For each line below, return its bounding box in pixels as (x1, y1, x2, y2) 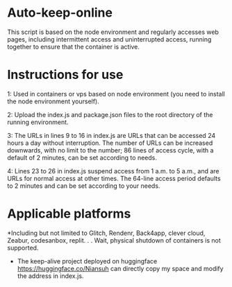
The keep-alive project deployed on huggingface (17, 256, 158, 265)
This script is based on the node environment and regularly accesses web (7, 28, 219, 36)
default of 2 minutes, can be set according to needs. (7, 153, 158, 162)
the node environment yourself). (7, 97, 99, 105)
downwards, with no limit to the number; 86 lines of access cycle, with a (7, 146, 214, 154)
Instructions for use (7, 67, 124, 82)
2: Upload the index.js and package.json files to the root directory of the (7, 110, 213, 119)
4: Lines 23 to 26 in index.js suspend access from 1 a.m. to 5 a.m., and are (7, 166, 219, 175)
